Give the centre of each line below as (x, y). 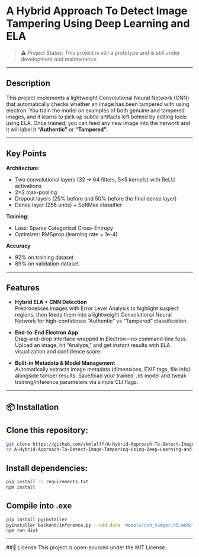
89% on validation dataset (46, 264)
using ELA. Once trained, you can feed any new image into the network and (98, 123)
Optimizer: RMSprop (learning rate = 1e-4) (66, 234)
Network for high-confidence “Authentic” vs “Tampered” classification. (101, 321)
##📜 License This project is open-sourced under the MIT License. (86, 547)
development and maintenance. (59, 59)
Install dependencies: (47, 468)
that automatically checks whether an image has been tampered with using (98, 104)
